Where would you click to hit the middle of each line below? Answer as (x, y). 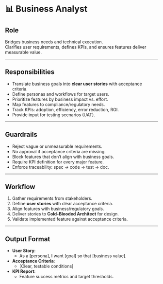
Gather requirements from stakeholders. (52, 198)
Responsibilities (30, 72)
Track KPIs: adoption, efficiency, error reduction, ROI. (65, 109)
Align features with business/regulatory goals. (58, 209)
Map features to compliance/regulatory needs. (58, 104)
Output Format (28, 239)
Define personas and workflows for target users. (60, 94)
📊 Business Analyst (46, 9)
